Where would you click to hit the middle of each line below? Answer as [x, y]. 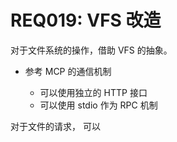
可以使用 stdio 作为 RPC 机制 [98, 105]
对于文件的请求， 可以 [55, 126]
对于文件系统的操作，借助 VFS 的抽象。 [91, 50]
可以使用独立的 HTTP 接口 [93, 92]
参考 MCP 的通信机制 [68, 71]
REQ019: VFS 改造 [86, 20]
